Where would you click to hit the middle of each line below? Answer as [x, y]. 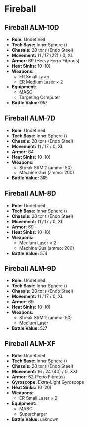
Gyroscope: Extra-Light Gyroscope [48, 382]
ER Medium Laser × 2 [41, 82]
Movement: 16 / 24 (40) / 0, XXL [45, 372]
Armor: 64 [23, 151]
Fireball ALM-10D [32, 28]
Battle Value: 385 [30, 178]
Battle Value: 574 [30, 253]
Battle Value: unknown [35, 419]
